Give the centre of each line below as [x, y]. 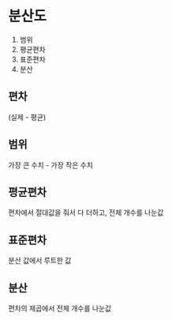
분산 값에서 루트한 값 [40, 261]
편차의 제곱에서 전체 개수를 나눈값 [60, 308]
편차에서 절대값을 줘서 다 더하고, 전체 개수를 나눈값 [86, 213]
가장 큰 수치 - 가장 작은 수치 [50, 165]
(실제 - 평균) [27, 117]
